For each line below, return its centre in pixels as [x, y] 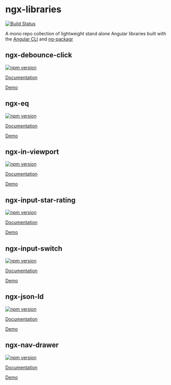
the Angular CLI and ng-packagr [39, 39]
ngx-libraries [33, 9]
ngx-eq [17, 104]
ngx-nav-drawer [32, 345]
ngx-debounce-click [39, 55]
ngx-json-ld [25, 297]
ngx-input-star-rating [40, 200]
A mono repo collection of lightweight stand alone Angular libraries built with [86, 33]
